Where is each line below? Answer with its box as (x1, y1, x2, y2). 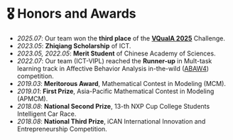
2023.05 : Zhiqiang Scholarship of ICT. (16, 41, 131, 50)
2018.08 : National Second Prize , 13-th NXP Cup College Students (16, 102, 210, 110)
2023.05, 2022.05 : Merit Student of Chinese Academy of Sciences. (16, 49, 216, 58)
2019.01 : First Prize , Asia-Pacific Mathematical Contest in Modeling (16, 87, 215, 95)
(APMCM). (16, 94, 48, 103)
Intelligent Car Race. (16, 109, 77, 118)
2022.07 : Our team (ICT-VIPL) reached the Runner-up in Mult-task (16, 56, 212, 65)
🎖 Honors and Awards (6, 6, 136, 22)
